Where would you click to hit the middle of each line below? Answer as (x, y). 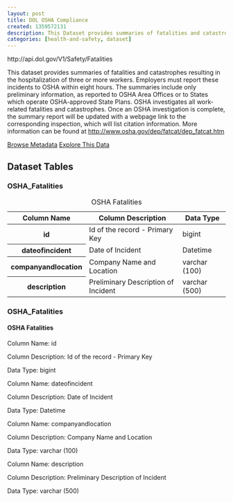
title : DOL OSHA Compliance (48, 20)
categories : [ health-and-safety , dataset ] (69, 39)
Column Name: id (32, 343)
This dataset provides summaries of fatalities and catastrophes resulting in (114, 73)
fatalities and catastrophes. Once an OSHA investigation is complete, (127, 109)
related (17, 109)
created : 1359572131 (37, 26)
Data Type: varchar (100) (43, 450)
